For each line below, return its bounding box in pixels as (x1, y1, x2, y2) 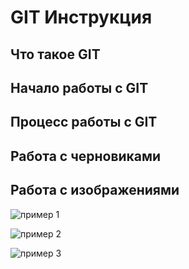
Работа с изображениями (10, 182, 180, 199)
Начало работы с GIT (10, 79, 149, 96)
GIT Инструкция (10, 6, 153, 29)
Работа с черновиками (10, 147, 162, 165)
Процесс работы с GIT (10, 114, 158, 131)
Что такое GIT (10, 46, 101, 63)
